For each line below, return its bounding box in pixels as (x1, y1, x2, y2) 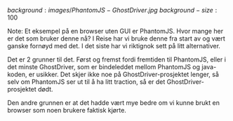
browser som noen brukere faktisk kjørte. (7, 106, 126, 114)
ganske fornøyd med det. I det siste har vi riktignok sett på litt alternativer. (7, 42, 221, 50)
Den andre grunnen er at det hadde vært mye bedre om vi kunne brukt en (7, 99, 220, 107)
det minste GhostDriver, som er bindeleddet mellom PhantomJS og (7, 63, 201, 71)
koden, (7, 70, 27, 78)
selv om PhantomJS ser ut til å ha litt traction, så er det (7, 78, 166, 86)
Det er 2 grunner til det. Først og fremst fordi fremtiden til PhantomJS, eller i (7, 55, 227, 64)
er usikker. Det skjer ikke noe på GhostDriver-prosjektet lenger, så (28, 70, 220, 78)
